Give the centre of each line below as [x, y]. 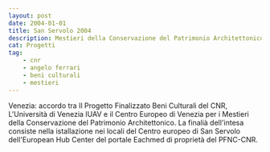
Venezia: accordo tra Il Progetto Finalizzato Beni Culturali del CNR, [118, 106]
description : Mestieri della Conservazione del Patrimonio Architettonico [136, 38]
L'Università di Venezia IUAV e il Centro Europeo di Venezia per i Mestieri [129, 114]
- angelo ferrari [52, 68]
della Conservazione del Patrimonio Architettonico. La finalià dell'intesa [126, 122]
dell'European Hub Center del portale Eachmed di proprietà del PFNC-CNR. [133, 139]
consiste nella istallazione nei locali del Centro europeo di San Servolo [125, 131]
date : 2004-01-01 [37, 23]
